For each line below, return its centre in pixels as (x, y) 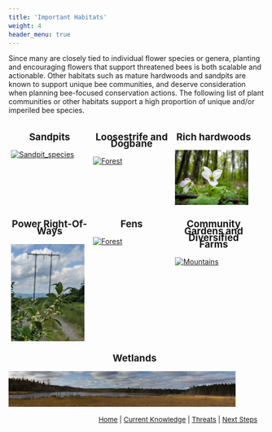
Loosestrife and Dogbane (132, 141)
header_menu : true (39, 34)
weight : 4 (25, 26)
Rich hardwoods (214, 137)
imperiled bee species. (47, 111)
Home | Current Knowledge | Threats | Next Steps (178, 419)
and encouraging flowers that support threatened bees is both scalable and (135, 67)
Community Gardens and (214, 228)
